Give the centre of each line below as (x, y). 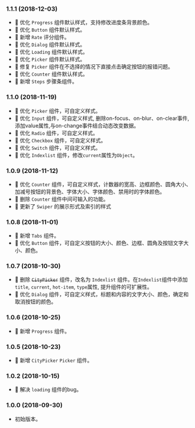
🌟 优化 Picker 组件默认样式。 (50, 59)
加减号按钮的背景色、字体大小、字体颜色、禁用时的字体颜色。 (90, 191)
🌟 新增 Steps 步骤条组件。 (46, 81)
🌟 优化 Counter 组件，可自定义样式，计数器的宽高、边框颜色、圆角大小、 (103, 184)
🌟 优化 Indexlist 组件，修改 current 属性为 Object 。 (76, 155)
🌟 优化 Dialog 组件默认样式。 (50, 45)
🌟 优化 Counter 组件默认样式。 (51, 74)
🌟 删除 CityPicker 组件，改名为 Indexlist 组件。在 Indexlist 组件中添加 (101, 280)
